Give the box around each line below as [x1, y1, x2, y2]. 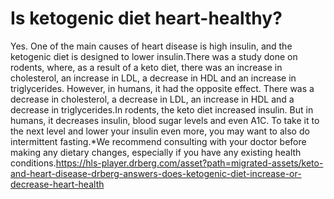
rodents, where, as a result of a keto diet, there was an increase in [10, 61, 283, 73]
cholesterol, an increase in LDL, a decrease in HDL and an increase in [10, 72, 297, 84]
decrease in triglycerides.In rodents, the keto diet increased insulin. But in [10, 103, 314, 116]
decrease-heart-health [10, 178, 105, 190]
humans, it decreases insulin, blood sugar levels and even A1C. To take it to [10, 114, 320, 126]
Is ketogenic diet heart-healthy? [10, 7, 283, 30]
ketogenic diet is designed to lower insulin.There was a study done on [10, 50, 298, 62]
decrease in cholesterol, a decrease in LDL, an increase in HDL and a [10, 93, 295, 105]
